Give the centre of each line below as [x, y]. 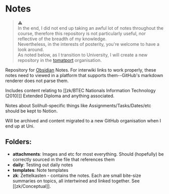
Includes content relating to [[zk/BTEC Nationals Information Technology [80, 90]
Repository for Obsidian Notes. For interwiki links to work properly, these [81, 70]
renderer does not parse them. [37, 81]
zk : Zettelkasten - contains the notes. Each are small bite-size [77, 175]
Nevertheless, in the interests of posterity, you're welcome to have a [89, 44]
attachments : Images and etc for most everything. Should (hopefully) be [88, 154]
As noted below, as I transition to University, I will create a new [82, 55]
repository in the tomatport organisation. [60, 60]
